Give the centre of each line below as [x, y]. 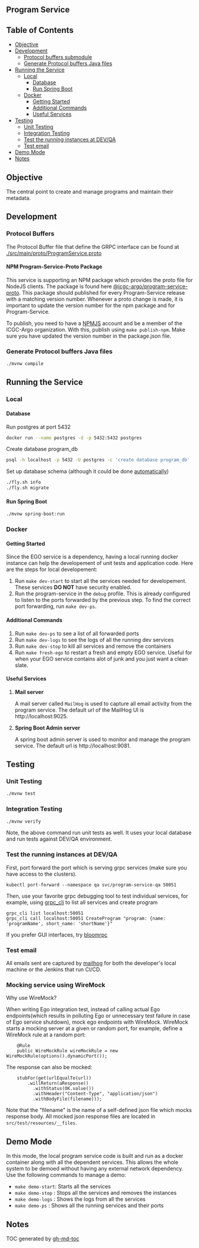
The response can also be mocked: [49, 1067]
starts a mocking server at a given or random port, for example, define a [94, 1028]
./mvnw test [21, 794]
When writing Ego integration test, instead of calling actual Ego [83, 1009]
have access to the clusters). [42, 874]
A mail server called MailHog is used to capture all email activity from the [103, 703]
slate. [21, 665]
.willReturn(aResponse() [58, 1083]
